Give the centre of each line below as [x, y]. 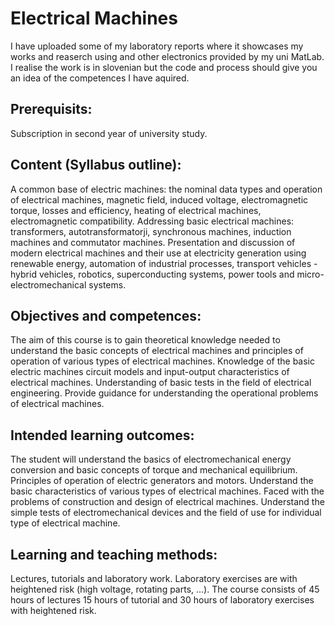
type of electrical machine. [65, 523]
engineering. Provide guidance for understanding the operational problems [164, 393]
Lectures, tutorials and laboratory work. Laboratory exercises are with [154, 578]
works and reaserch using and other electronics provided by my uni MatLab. [167, 56]
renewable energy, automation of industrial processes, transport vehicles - [164, 263]
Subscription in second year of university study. [109, 133]
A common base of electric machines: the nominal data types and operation [166, 189]
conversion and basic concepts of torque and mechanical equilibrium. [154, 470]
